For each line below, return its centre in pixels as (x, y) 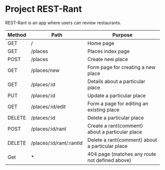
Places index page (109, 51)
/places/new (45, 70)
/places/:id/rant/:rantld (57, 143)
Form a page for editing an (118, 103)
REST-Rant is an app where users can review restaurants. (63, 23)
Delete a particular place (116, 118)
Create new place (108, 59)
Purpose (122, 34)
